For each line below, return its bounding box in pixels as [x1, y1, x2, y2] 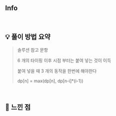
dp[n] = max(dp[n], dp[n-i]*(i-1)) [17, 78, 84, 84]
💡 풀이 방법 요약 [5, 33, 51, 41]
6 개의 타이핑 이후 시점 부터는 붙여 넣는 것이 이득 [17, 57, 112, 63]
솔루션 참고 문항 [17, 47, 48, 53]
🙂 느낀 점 [5, 103, 31, 112]
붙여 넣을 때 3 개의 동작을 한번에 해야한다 [17, 68, 97, 74]
